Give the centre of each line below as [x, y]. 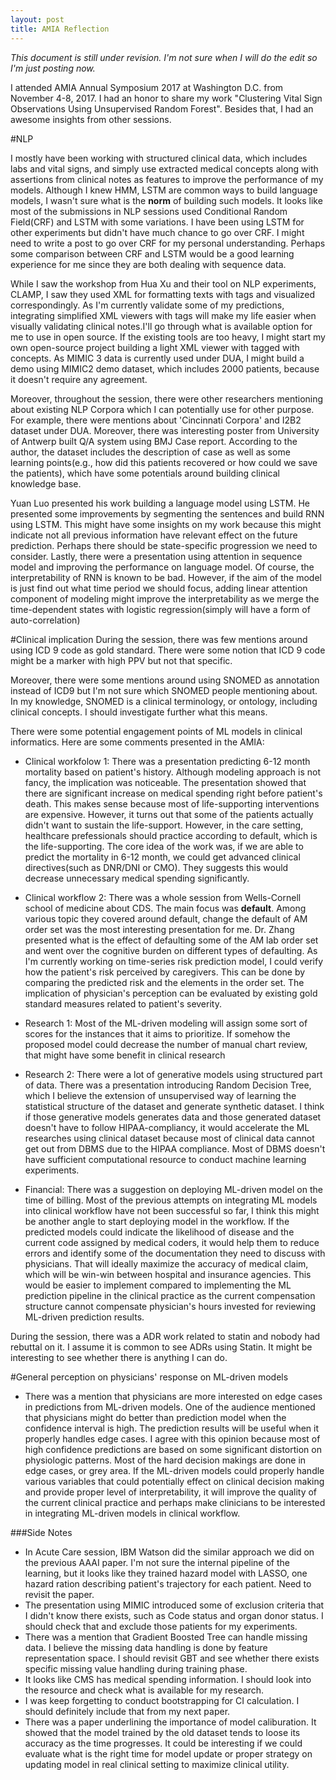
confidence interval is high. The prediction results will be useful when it [171, 1428]
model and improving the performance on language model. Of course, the [162, 567]
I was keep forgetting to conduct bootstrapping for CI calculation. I [162, 1700]
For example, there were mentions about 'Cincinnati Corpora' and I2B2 [156, 420]
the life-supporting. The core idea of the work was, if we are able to [164, 846]
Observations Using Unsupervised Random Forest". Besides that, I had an [162, 108]
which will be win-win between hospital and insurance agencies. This [168, 1274]
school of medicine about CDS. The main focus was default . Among [165, 908]
